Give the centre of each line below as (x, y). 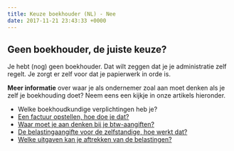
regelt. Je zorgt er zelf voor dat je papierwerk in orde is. (89, 74)
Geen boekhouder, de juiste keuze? (87, 50)
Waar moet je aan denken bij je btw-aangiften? (86, 125)
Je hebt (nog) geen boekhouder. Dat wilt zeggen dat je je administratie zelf (117, 67)
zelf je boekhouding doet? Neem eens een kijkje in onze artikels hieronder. (117, 95)
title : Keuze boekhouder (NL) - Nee (62, 14)
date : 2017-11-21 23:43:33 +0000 (57, 21)
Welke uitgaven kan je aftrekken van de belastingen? (95, 140)
